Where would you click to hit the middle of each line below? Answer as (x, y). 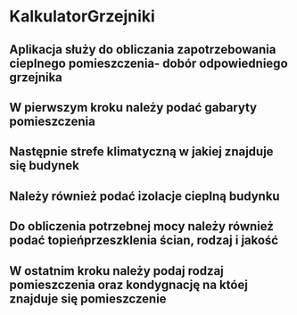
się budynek (45, 166)
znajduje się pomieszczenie (88, 298)
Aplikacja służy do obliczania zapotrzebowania (143, 50)
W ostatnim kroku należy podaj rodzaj (117, 271)
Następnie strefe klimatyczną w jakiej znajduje (141, 152)
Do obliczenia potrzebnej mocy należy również (142, 226)
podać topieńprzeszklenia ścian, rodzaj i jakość (144, 240)
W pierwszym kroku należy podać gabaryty (133, 108)
